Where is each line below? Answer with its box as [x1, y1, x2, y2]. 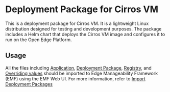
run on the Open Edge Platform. [5, 37, 72, 43]
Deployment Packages [5, 81, 53, 87]
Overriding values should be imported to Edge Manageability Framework [5, 70, 158, 76]
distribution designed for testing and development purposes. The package [5, 25, 162, 32]
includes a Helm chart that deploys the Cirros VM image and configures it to [5, 31, 165, 37]
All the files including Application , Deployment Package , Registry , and [5, 65, 152, 71]
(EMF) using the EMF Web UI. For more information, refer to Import [5, 75, 145, 82]
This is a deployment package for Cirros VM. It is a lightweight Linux [5, 20, 149, 26]
